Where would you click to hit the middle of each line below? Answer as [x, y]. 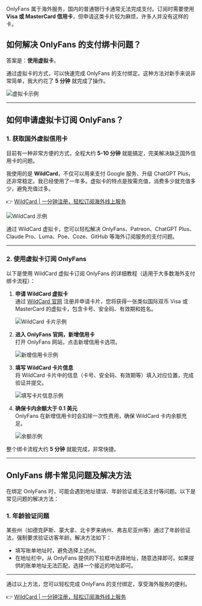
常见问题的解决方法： [32, 499]
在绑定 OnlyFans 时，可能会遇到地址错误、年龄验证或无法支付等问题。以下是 [101, 491]
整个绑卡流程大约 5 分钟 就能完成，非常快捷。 [63, 449]
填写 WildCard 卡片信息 [44, 367]
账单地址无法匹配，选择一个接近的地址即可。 [81, 565]
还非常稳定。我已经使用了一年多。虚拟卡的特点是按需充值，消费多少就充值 [98, 181]
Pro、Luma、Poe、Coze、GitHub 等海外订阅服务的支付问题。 [102, 236]
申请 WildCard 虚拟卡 [41, 294]
